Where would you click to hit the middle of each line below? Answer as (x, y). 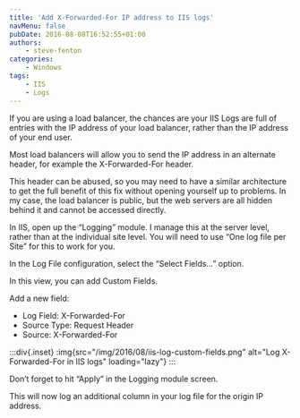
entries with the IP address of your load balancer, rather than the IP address (149, 127)
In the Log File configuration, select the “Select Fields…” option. (127, 263)
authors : (26, 43)
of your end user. (41, 137)
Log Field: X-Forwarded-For (73, 315)
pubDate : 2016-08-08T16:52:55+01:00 (77, 34)
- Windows (44, 68)
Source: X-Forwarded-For (70, 334)
